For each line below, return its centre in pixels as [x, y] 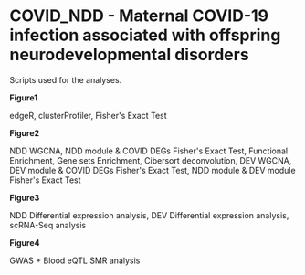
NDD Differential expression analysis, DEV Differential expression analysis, [149, 215]
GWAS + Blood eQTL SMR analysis [75, 260]
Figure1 [24, 98]
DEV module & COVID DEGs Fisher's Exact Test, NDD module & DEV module [152, 170]
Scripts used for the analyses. [66, 79]
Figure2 [25, 132]
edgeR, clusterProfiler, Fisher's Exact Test [88, 115]
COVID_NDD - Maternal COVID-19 [139, 16]
